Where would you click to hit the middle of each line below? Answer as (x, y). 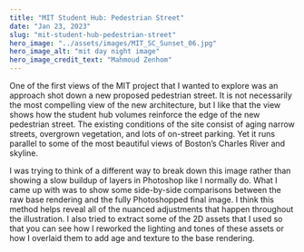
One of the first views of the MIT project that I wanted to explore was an (144, 86)
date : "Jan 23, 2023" (50, 26)
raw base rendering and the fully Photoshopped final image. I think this (142, 199)
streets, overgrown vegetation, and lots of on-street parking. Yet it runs (142, 134)
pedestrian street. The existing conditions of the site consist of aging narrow (152, 124)
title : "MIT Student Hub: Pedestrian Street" (97, 18)
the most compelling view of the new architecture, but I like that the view (145, 105)
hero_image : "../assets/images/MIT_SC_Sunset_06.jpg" (113, 43)
